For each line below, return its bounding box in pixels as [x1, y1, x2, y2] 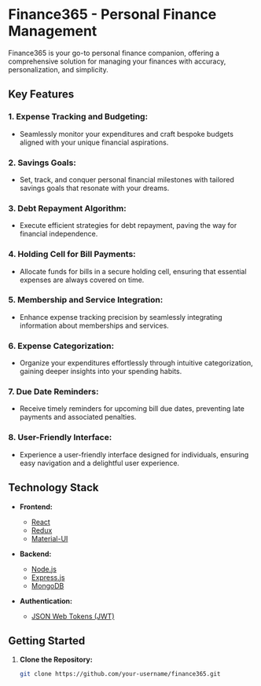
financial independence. [19, 229, 98, 239]
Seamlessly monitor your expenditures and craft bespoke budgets [19, 129, 234, 138]
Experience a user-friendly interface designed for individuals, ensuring [19, 449, 249, 459]
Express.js [31, 572, 65, 582]
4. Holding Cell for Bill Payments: [8, 249, 136, 260]
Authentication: [19, 596, 73, 606]
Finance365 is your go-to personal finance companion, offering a [8, 48, 220, 57]
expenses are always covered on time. [19, 275, 145, 284]
